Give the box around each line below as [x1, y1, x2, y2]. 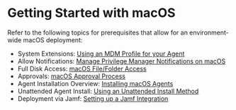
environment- [189, 28, 229, 37]
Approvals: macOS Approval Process [17, 72, 126, 80]
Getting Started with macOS [7, 5, 176, 21]
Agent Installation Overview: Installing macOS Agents [17, 79, 174, 87]
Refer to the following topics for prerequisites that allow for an [7, 28, 188, 37]
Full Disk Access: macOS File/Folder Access [17, 64, 147, 73]
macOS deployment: [23, 35, 83, 44]
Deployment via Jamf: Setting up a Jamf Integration [17, 94, 169, 103]
